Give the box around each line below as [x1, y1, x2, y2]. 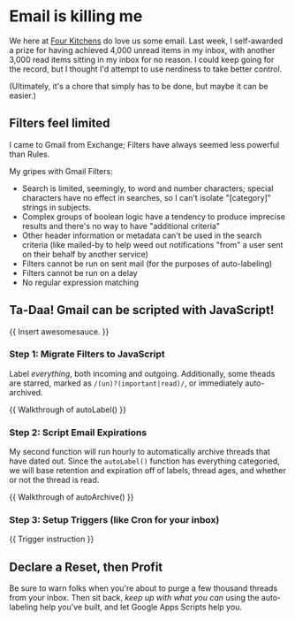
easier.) [9, 90, 37, 101]
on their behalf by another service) [21, 249, 148, 259]
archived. [9, 387, 43, 397]
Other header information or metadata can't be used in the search [21, 230, 262, 241]
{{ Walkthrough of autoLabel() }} [9, 404, 126, 415]
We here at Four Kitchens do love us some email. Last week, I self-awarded [9, 35, 284, 46]
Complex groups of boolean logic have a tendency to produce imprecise [21, 211, 285, 222]
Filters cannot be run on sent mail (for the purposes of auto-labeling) [21, 258, 273, 269]
